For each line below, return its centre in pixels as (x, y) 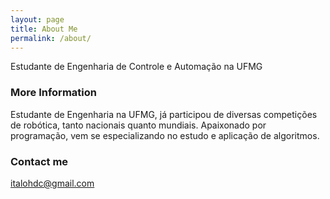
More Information (53, 93)
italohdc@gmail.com (52, 183)
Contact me (39, 161)
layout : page (37, 19)
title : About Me (44, 29)
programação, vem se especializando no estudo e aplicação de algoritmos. (165, 135)
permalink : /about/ (51, 38)
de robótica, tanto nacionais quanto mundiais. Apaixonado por (138, 125)
